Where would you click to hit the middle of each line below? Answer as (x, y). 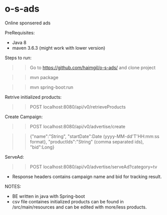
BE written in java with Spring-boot (48, 196)
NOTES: (13, 186)
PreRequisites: (20, 32)
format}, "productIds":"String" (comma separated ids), (87, 141)
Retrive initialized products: (33, 97)
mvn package (44, 77)
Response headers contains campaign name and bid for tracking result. (87, 176)
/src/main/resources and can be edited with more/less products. (79, 207)
